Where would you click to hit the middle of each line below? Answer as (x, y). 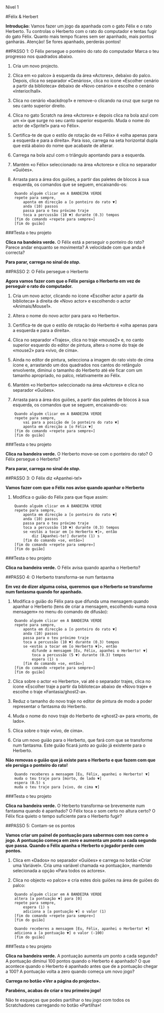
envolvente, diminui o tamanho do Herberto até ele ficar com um (78, 370)
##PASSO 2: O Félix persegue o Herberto (47, 271)
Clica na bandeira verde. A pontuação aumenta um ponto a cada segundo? (82, 956)
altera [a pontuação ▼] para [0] (48, 899)
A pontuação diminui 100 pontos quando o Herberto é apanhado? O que (78, 961)
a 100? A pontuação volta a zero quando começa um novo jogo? (70, 971)
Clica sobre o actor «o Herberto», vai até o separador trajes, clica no (82, 681)
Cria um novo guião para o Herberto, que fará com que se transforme (82, 740)
